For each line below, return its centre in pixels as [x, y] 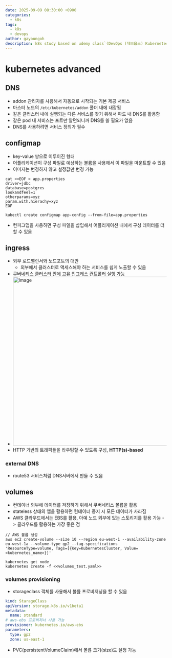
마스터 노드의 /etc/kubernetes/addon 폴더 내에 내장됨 [67, 107]
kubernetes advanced [53, 69]
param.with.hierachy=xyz [32, 201]
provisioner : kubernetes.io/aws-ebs [44, 625]
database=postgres [25, 188]
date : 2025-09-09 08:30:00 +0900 [41, 10]
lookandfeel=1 [20, 192]
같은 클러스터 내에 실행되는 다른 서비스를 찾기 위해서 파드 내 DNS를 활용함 [86, 114]
